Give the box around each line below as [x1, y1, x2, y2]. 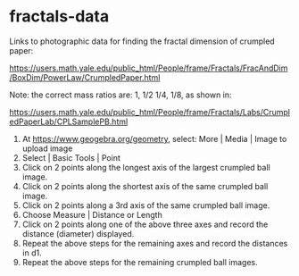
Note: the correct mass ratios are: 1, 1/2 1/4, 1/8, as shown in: [9, 89, 232, 100]
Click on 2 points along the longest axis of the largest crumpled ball [21, 162, 270, 172]
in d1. [21, 247, 42, 258]
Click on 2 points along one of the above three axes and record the [21, 219, 269, 230]
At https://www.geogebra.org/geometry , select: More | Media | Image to [21, 133, 287, 144]
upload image [21, 143, 73, 154]
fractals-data [9, 6, 110, 27]
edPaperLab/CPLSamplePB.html [9, 116, 129, 127]
